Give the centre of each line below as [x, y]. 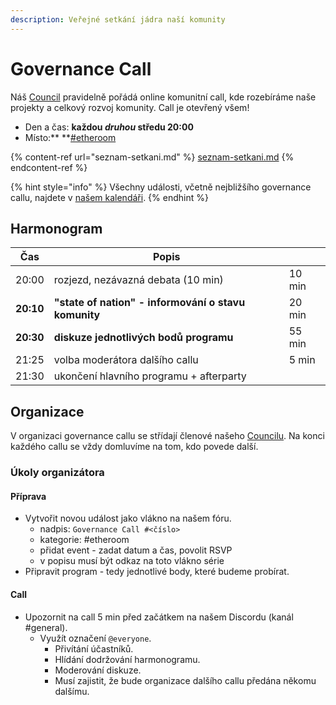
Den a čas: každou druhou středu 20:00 [109, 127]
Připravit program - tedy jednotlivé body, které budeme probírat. [157, 572]
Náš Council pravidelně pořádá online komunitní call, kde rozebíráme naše [163, 97]
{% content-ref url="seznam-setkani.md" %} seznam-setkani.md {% [152, 157]
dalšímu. [72, 691]
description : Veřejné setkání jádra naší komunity [118, 19]
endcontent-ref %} [49, 167]
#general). [46, 627]
